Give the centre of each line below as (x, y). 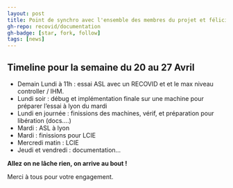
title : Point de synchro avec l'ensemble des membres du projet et (107, 20)
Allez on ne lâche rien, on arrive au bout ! (67, 163)
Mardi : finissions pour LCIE (56, 135)
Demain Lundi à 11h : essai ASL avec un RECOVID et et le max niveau (115, 84)
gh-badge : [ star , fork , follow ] (54, 33)
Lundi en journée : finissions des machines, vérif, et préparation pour (115, 113)
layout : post (26, 13)
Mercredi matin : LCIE (48, 142)
